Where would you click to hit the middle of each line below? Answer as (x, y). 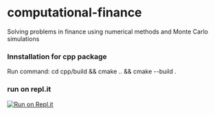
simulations (23, 38)
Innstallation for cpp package (57, 56)
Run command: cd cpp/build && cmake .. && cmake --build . (92, 72)
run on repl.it (29, 89)
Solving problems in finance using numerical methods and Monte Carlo (107, 31)
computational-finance (75, 13)
